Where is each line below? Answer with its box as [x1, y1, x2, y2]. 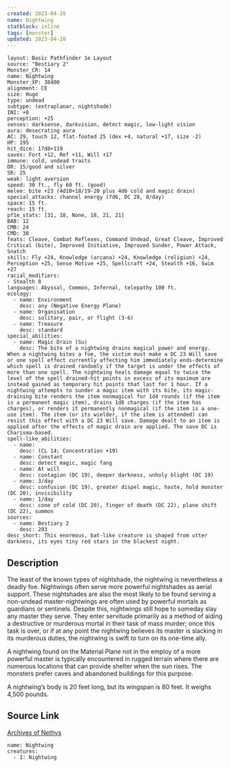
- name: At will [13, 465, 60, 473]
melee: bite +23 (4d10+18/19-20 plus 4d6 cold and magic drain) [7, 188, 196, 195]
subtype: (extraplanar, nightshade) [7, 103, 112, 111]
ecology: [7, 291, 32, 298]
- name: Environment [13, 296, 72, 304]
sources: [7, 514, 32, 521]
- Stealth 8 [7, 278, 41, 285]
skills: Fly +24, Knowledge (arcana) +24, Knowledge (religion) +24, [7, 254, 211, 261]
